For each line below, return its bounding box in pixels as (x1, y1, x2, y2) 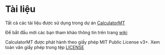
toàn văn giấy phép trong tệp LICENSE (5, 44, 84, 50)
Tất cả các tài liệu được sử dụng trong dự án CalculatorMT (5, 20, 125, 26)
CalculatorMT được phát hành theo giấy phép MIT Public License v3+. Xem (5, 39, 160, 45)
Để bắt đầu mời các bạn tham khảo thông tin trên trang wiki (5, 29, 127, 35)
